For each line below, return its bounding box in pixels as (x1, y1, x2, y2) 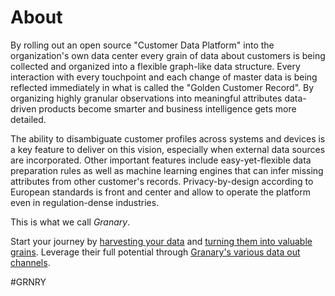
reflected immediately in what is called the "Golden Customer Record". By (10, 81, 315, 93)
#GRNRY (10, 276, 47, 288)
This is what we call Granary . (10, 216, 131, 228)
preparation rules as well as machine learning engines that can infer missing (10, 164, 324, 176)
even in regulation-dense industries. (10, 196, 160, 208)
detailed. (10, 113, 47, 125)
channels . (10, 256, 51, 268)
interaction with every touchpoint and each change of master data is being (10, 71, 318, 83)
